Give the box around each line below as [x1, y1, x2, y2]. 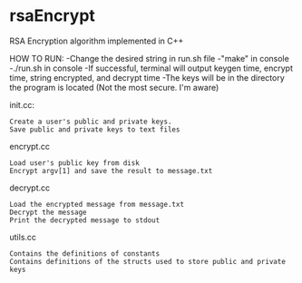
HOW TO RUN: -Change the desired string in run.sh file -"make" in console [9, 53, 290, 63]
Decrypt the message [9, 208, 88, 217]
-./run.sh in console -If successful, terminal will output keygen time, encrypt [9, 63, 293, 73]
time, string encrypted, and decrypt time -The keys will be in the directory [9, 72, 286, 83]
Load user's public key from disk [9, 158, 141, 168]
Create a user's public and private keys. [9, 117, 172, 126]
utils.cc [9, 231, 37, 242]
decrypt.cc [9, 182, 51, 193]
